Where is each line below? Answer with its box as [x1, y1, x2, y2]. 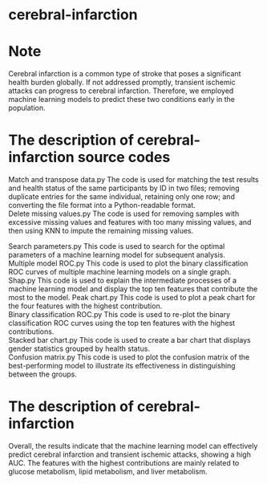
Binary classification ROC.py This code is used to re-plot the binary [8, 310, 231, 319]
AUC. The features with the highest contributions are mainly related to [8, 458, 240, 467]
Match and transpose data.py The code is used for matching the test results [8, 175, 259, 185]
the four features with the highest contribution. [8, 301, 163, 311]
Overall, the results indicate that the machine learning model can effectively [8, 441, 258, 450]
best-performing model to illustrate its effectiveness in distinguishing [8, 361, 236, 371]
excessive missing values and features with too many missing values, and [8, 218, 252, 227]
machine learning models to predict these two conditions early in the [8, 95, 235, 104]
